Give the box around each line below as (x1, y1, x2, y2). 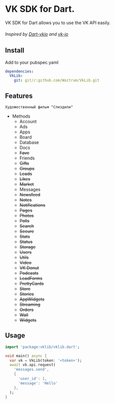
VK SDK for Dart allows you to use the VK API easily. (5, 20, 111, 26)
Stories (19, 291, 34, 297)
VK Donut (19, 265, 39, 271)
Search (19, 223, 34, 229)
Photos (19, 213, 34, 218)
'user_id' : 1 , (18, 376, 47, 381)
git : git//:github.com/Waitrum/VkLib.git (14, 78, 99, 83)
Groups (19, 166, 35, 171)
